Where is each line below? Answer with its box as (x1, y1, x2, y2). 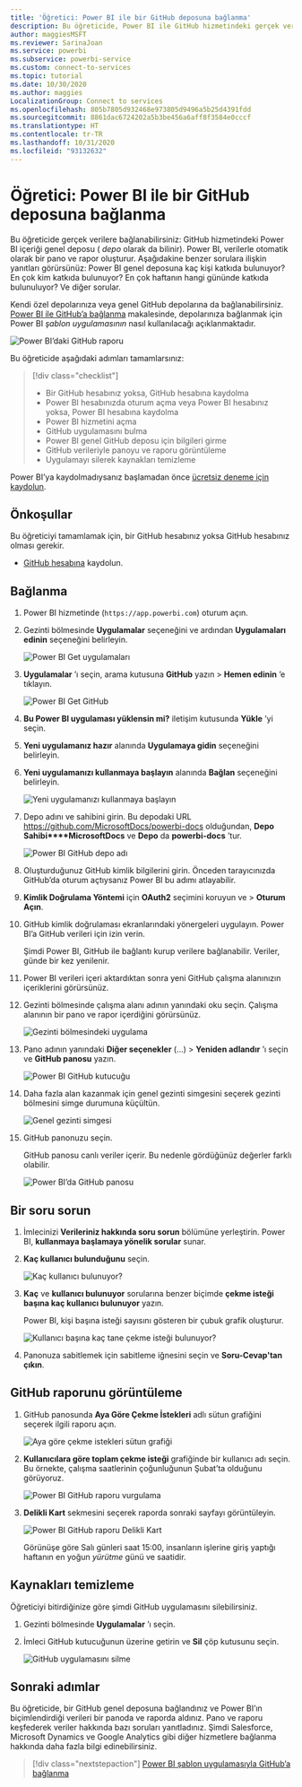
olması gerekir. (10, 540, 65, 551)
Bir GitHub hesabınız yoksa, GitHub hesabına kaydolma (45, 387, 249, 398)
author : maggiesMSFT (10, 30, 88, 39)
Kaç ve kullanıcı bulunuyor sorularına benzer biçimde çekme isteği (22, 1288, 274, 1298)
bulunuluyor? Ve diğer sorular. (10, 282, 122, 292)
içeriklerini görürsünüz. (22, 983, 109, 993)
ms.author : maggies (10, 88, 83, 97)
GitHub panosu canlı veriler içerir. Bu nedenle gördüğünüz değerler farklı (22, 1149, 292, 1161)
